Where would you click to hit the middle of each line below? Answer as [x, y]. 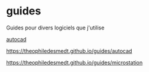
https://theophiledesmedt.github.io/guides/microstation [74, 62]
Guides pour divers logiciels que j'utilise [55, 28]
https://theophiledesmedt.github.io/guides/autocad [69, 51]
